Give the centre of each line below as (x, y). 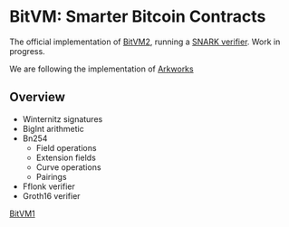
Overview (38, 97)
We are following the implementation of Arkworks (101, 69)
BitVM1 (22, 213)
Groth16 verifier (51, 195)
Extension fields (66, 157)
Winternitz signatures (63, 118)
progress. (27, 51)
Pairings (51, 176)
